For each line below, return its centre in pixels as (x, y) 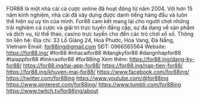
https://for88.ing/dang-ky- (162, 59)
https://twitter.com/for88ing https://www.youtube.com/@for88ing (88, 78)
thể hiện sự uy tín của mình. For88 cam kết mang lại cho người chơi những (98, 21)
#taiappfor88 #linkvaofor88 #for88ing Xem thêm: (67, 59)
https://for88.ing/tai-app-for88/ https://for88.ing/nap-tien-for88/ (103, 65)
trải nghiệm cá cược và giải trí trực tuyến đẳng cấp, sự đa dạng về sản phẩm (100, 27)
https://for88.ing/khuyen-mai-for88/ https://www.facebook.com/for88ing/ (98, 72)
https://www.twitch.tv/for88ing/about (52, 91)
